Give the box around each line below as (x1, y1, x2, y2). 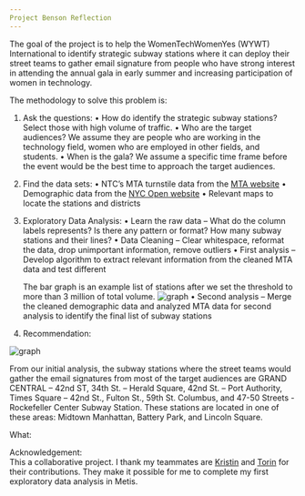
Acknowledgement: (9, 447, 83, 458)
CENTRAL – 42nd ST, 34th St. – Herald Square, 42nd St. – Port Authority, (9, 382, 283, 393)
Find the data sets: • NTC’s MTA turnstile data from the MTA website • (22, 178, 287, 189)
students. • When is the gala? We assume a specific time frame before (22, 151, 288, 162)
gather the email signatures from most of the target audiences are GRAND (9, 372, 287, 383)
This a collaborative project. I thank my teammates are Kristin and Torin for (9, 456, 290, 467)
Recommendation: (22, 328, 92, 339)
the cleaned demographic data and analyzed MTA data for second (22, 300, 271, 311)
